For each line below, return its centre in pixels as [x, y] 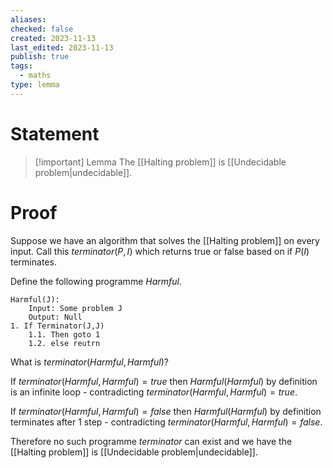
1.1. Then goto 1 [64, 334]
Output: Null [55, 317]
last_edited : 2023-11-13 [62, 47]
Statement [55, 133]
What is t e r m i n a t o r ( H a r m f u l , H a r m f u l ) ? [90, 362]
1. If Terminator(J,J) [57, 326]
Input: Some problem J [75, 308]
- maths [35, 76]
